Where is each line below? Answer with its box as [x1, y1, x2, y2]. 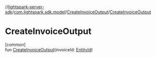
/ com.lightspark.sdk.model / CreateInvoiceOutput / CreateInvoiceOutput [12, 9, 151, 15]
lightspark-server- [8, 4, 45, 10]
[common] [5, 42, 26, 47]
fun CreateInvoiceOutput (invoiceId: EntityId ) [5, 46, 93, 52]
